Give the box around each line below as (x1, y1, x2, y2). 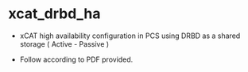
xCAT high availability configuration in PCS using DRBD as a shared (19, 31, 241, 40)
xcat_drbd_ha (8, 5, 101, 23)
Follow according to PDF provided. (19, 55, 134, 64)
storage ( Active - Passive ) (19, 39, 110, 48)
